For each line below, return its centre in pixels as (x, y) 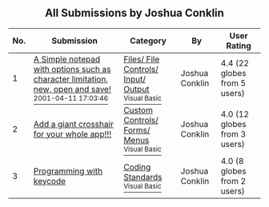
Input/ (135, 79)
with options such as (72, 69)
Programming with (68, 171)
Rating (239, 46)
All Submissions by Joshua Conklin (134, 13)
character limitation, (71, 79)
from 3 (233, 133)
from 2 (233, 181)
